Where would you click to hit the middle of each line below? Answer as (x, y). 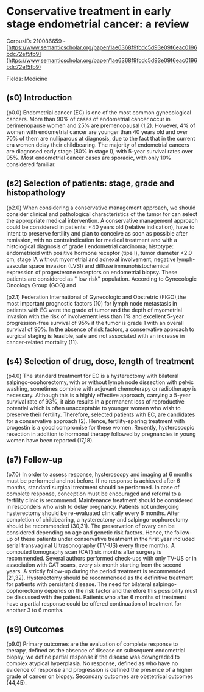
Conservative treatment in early (89, 11)
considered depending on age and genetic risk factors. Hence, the (90, 533)
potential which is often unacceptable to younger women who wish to (93, 408)
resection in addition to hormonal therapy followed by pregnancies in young (101, 434)
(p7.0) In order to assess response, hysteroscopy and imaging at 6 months (100, 474)
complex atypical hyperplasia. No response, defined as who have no (92, 663)
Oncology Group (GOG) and (41, 285)
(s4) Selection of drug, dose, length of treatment (100, 361)
